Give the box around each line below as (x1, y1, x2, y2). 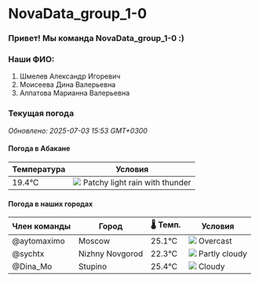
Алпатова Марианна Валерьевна (19, 88, 130, 98)
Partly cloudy (198, 248, 247, 259)
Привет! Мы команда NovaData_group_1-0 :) (8, 33, 184, 44)
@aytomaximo (12, 236, 65, 247)
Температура (12, 163, 66, 174)
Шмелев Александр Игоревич (19, 71, 121, 81)
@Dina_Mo (12, 261, 53, 272)
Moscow (78, 236, 111, 247)
